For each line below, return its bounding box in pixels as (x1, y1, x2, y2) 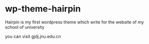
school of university (5, 24, 45, 30)
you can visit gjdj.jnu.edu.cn (5, 33, 61, 39)
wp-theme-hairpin (5, 3, 81, 14)
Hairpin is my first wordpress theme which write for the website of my (5, 19, 144, 25)
